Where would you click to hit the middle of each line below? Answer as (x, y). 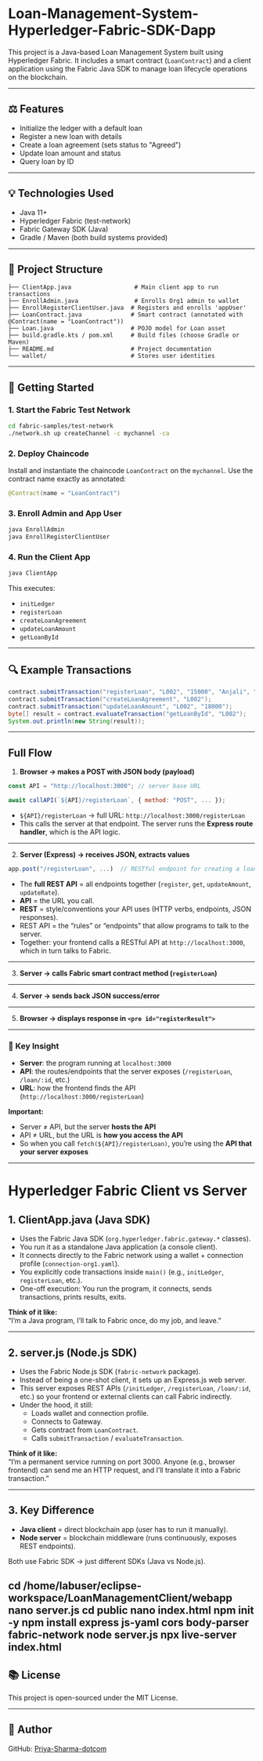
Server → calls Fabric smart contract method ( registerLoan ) (118, 973)
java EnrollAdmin (36, 530)
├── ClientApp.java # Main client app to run (113, 287)
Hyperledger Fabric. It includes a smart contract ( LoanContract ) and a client (130, 60)
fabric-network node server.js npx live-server (122, 1635)
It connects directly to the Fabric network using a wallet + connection (131, 1256)
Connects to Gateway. (67, 1421)
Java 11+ (33, 212)
